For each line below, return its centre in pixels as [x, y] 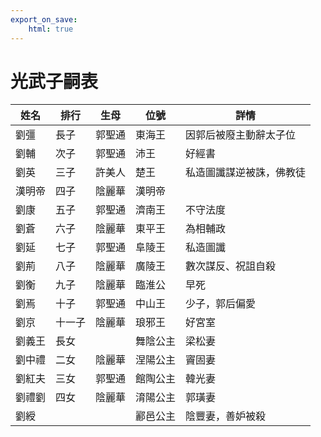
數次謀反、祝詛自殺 [231, 266]
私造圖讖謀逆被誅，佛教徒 [246, 173]
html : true [51, 29]
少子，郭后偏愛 [221, 304]
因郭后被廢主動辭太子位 [241, 135]
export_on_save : [44, 19]
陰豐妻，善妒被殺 [226, 416]
